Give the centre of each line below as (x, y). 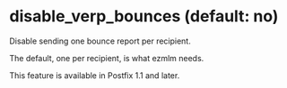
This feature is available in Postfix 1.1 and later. (95, 75)
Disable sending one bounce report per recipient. (100, 41)
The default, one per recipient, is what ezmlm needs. (107, 58)
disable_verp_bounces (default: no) (144, 16)
